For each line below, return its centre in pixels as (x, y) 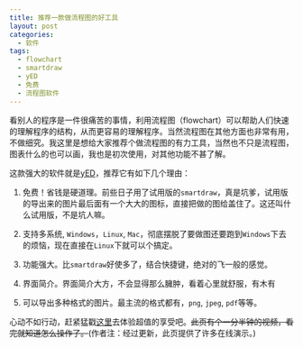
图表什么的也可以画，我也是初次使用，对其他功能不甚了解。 (120, 153)
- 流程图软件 (39, 93)
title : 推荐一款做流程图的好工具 (64, 18)
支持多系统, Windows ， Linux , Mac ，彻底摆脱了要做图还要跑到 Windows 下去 (154, 233)
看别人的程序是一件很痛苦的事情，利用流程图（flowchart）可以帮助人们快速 (150, 120)
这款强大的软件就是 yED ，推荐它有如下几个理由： (100, 173)
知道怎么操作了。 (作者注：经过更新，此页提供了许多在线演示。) (141, 333)
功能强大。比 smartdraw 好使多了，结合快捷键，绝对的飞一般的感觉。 (147, 264)
